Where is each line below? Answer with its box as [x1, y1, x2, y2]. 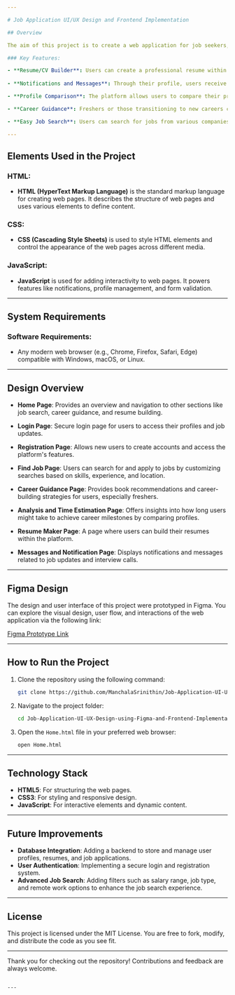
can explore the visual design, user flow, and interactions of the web [7, 608, 204, 617]
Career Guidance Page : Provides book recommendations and [17, 485, 196, 493]
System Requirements [7, 311, 106, 323]
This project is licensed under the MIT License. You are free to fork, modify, [7, 929, 225, 937]
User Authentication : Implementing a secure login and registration [17, 861, 210, 870]
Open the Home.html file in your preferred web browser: [17, 728, 176, 736]
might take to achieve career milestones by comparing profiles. [17, 514, 199, 522]
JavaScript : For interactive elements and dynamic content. [17, 801, 187, 809]
